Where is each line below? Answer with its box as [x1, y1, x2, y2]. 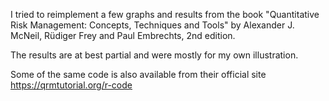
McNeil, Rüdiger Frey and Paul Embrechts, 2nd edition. [10, 30, 236, 41]
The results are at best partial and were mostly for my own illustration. [10, 49, 299, 61]
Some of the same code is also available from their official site [10, 69, 267, 80]
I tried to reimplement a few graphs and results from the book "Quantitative [10, 9, 320, 20]
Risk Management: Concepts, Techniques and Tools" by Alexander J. [10, 19, 295, 31]
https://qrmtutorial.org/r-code [10, 79, 133, 91]
